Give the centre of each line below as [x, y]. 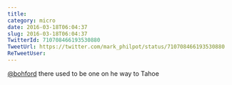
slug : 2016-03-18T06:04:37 [47, 34]
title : [17, 14]
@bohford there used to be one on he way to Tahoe [83, 73]
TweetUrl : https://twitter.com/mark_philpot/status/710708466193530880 [116, 47]
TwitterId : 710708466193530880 [54, 40]
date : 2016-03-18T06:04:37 [47, 27]
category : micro [31, 21]
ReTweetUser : [27, 54]
